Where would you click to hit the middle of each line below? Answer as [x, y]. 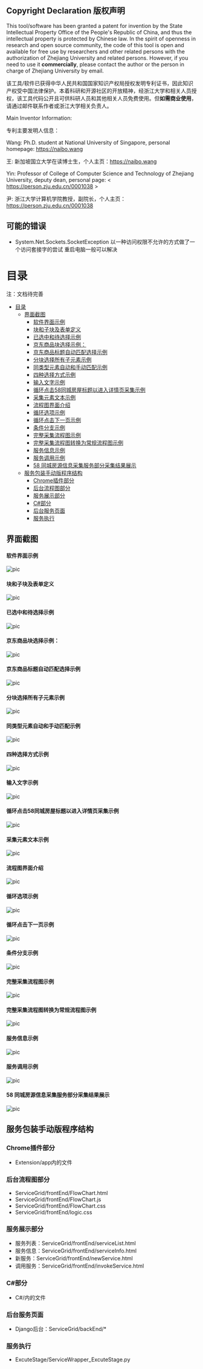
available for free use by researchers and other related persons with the [96, 51]
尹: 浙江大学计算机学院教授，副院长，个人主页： [66, 199]
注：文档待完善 [25, 294]
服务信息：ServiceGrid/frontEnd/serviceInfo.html [76, 1251]
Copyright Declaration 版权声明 [66, 11]
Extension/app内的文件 [43, 1162]
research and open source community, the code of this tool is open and [95, 45]
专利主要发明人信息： [33, 130]
